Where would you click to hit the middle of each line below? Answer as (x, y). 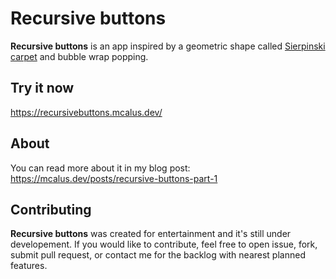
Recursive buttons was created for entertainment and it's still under (151, 234)
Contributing (51, 209)
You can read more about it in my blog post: (100, 168)
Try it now (42, 88)
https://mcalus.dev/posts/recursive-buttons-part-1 (114, 178)
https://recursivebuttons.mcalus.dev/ (86, 112)
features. (29, 266)
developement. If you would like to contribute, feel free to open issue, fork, (164, 244)
